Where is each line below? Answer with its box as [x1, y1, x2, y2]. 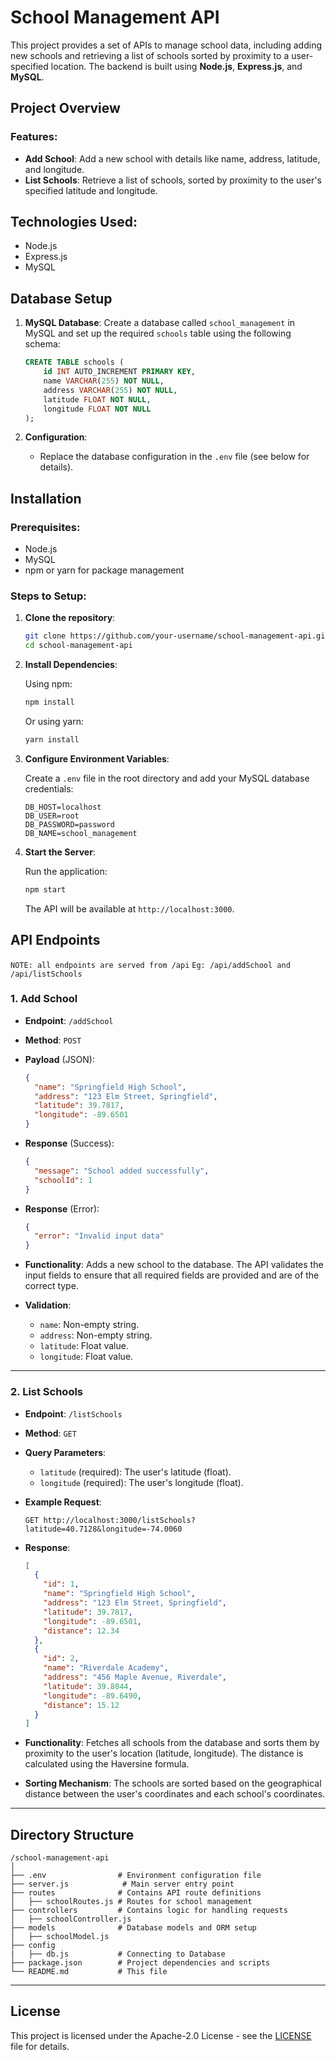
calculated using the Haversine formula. [24, 1758, 190, 1770]
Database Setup [10, 290, 113, 307]
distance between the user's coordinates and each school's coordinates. [24, 1788, 326, 1800]
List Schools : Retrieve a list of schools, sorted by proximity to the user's [24, 174, 322, 186]
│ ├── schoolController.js [10, 1914, 132, 1925]
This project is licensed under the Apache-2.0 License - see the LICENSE [10, 2029, 312, 2041]
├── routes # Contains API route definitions [10, 1888, 262, 1898]
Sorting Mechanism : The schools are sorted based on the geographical [24, 1777, 322, 1790]
